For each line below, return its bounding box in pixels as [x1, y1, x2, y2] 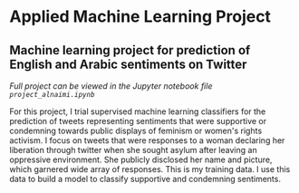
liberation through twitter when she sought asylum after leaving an [9, 145, 257, 155]
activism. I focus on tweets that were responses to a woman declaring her [9, 135, 285, 146]
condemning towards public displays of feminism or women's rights [9, 125, 263, 136]
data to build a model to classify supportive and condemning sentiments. [9, 174, 281, 184]
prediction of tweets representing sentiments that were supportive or [9, 116, 267, 126]
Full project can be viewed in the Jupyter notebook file [9, 81, 213, 92]
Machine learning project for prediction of [9, 43, 251, 58]
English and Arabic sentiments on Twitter [9, 56, 247, 72]
